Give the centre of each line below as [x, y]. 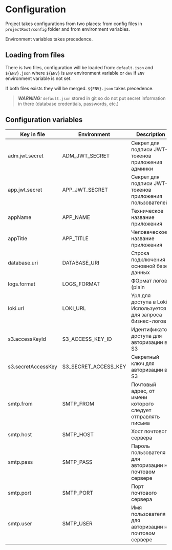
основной [143, 266]
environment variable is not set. [38, 78]
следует [141, 410]
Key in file [33, 134]
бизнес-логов [149, 321]
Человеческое [149, 232]
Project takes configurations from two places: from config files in [74, 24]
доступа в [144, 302]
